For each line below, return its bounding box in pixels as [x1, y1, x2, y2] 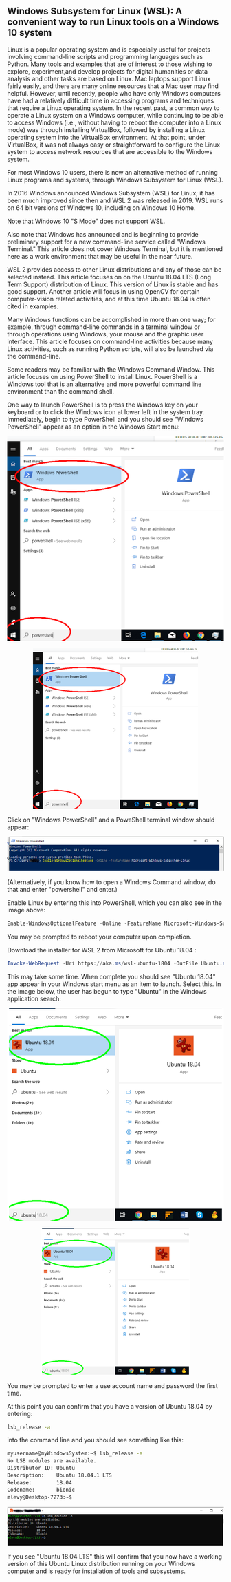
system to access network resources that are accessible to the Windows [7, 147, 213, 156]
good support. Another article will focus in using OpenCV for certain [7, 287, 201, 295]
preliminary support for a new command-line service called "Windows [7, 237, 206, 246]
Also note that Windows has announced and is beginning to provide [7, 230, 199, 238]
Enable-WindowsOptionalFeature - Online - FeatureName [7, 920, 162, 927]
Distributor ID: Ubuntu [7, 1465, 76, 1472]
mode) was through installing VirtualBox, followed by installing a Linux [7, 125, 206, 133]
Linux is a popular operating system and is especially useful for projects [7, 45, 211, 54]
